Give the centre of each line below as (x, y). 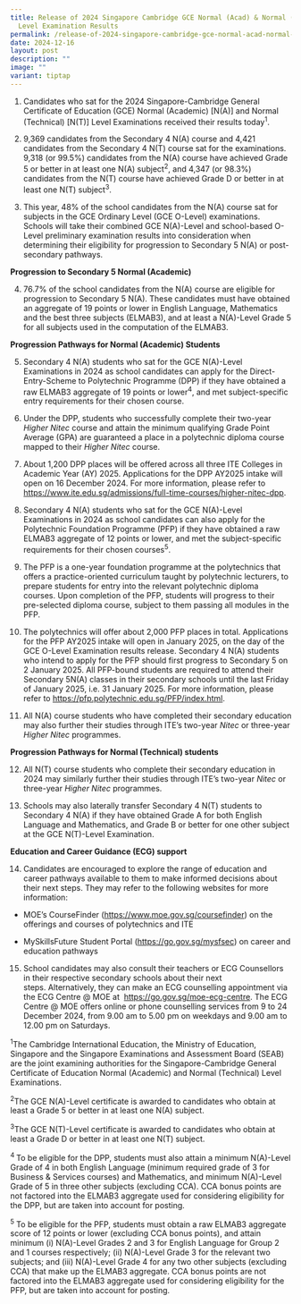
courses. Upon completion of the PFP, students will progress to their (149, 596)
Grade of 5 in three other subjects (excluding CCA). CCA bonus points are (146, 1186)
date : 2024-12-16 (42, 42)
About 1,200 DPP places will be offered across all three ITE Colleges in (153, 464)
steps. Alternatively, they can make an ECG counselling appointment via (155, 987)
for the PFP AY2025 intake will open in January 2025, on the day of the (154, 641)
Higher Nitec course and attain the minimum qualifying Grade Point (146, 428)
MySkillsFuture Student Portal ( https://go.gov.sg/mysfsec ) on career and (157, 942)
